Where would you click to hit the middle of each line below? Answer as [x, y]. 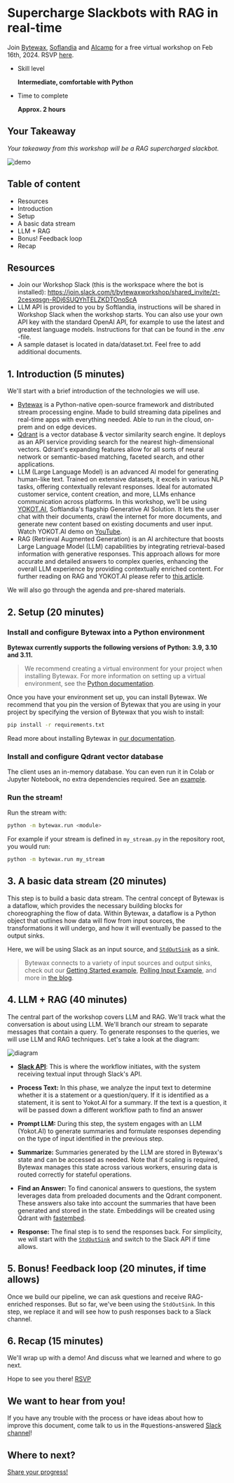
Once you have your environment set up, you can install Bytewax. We [108, 697]
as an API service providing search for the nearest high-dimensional [116, 442]
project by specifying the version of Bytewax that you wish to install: [106, 712]
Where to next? [41, 1455]
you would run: [29, 847]
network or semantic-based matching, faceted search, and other [111, 457]
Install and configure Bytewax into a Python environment [106, 632]
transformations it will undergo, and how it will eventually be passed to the [115, 928]
